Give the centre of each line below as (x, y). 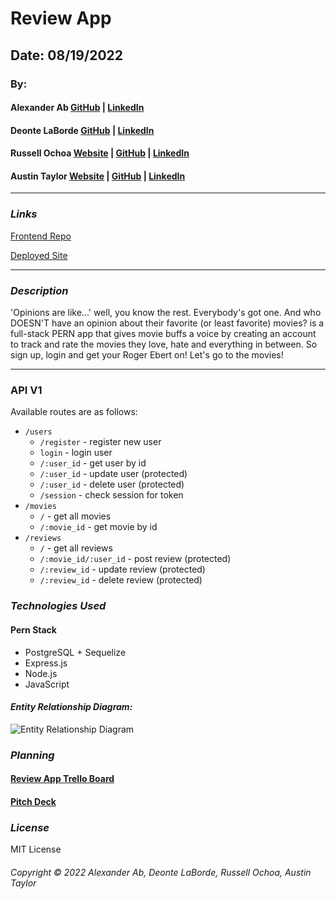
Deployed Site (39, 255)
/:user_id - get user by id (93, 463)
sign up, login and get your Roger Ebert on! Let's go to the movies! (147, 355)
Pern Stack (33, 629)
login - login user (76, 453)
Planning (32, 755)
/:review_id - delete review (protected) (121, 580)
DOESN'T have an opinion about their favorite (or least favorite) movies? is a (167, 323)
